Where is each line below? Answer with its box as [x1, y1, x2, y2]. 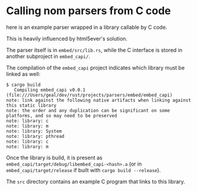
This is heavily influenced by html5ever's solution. [6, 35, 128, 42]
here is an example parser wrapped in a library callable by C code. [6, 24, 168, 31]
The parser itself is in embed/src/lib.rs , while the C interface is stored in [6, 46, 183, 54]
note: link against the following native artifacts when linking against [6, 97, 192, 103]
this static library [6, 102, 57, 108]
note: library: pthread [6, 133, 65, 139]
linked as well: [6, 70, 41, 77]
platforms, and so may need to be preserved [6, 113, 117, 118]
